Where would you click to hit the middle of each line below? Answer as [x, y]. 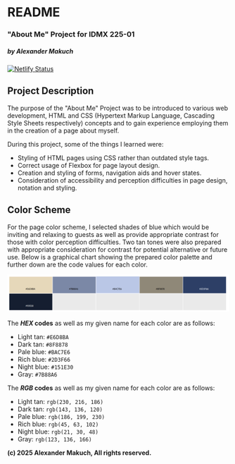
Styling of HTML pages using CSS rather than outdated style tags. [113, 158]
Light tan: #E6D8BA [43, 337]
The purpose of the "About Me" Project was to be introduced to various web [118, 108]
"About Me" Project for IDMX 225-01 [71, 35]
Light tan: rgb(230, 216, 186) [61, 402]
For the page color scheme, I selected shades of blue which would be [108, 227]
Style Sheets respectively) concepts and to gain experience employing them [118, 123]
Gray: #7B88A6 [37, 374]
